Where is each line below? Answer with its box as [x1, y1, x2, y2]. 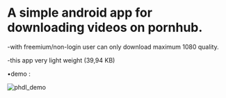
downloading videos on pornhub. [7, 19, 203, 35]
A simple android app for [7, 5, 153, 21]
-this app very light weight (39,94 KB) [7, 56, 115, 64]
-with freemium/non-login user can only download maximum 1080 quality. [7, 42, 219, 51]
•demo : [7, 70, 31, 78]
